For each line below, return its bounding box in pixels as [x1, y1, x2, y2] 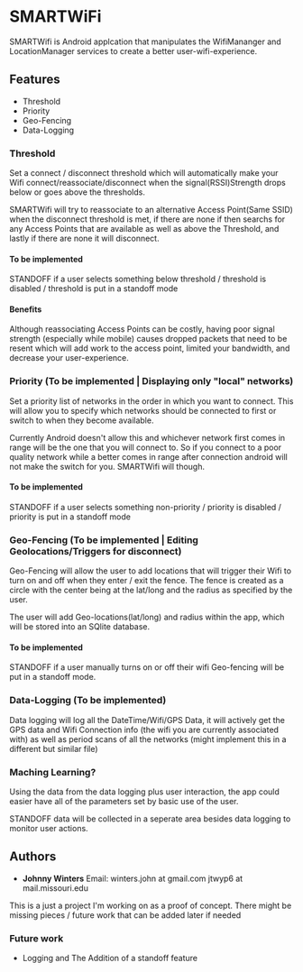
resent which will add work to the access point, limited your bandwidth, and [9, 343, 290, 353]
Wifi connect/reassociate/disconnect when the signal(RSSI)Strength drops [9, 178, 286, 188]
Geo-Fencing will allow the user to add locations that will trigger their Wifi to [9, 565, 291, 576]
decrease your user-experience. [9, 353, 129, 363]
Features [9, 72, 60, 87]
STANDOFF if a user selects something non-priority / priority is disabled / [9, 501, 282, 512]
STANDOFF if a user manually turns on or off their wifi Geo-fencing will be [9, 662, 285, 673]
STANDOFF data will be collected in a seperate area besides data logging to [9, 813, 291, 824]
